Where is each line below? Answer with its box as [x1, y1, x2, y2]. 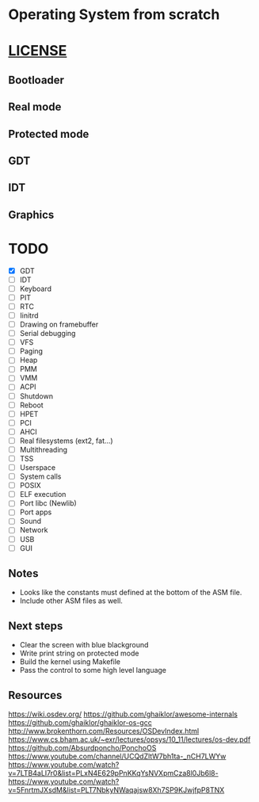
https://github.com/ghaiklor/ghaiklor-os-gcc [8, 718, 152, 728]
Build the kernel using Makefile [19, 657, 121, 666]
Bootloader [8, 73, 65, 86]
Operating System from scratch [8, 6, 220, 24]
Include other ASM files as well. [19, 596, 123, 605]
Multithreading [19, 445, 68, 454]
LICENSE [8, 42, 67, 60]
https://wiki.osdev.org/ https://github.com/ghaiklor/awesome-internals [8, 709, 238, 719]
